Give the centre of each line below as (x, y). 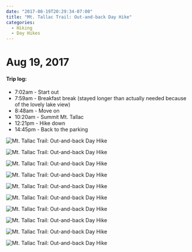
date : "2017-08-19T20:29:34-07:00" (49, 11)
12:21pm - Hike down (40, 123)
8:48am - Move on (37, 110)
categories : (20, 22)
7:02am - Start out (37, 92)
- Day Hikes (26, 33)
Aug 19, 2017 (38, 62)
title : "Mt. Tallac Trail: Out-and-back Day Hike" (69, 17)
